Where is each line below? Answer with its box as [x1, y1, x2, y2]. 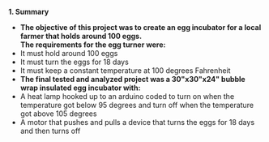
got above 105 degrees [19, 109, 97, 118]
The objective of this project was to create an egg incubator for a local [19, 23, 262, 32]
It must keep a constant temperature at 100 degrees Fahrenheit [19, 66, 231, 75]
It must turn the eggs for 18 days [19, 57, 130, 67]
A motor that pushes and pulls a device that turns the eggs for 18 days [19, 118, 255, 127]
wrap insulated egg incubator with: [19, 83, 141, 93]
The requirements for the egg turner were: [19, 40, 166, 49]
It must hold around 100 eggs [19, 49, 118, 58]
